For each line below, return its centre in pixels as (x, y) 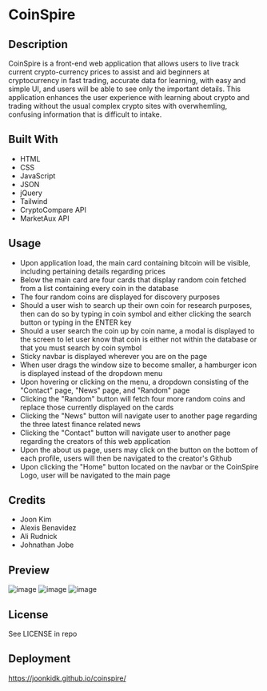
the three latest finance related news (80, 424)
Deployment (40, 659)
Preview (29, 570)
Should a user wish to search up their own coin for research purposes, (136, 305)
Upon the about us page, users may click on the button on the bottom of (139, 449)
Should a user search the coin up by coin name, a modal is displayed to (137, 330)
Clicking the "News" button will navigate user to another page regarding (138, 415)
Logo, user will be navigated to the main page (95, 475)
